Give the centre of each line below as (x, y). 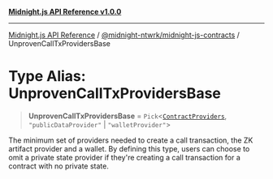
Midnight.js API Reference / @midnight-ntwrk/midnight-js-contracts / (124, 35)
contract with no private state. (59, 166)
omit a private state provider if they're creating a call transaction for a (125, 157)
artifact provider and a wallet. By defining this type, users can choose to (129, 148)
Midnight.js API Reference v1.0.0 (65, 12)
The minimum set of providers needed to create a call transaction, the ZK (131, 140)
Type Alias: (48, 77)
